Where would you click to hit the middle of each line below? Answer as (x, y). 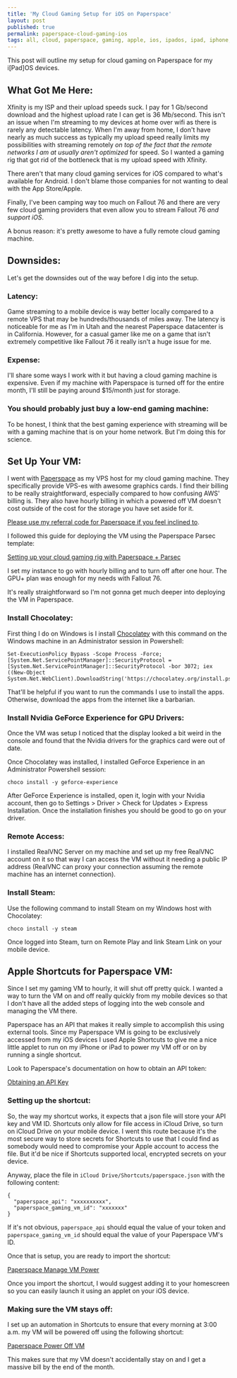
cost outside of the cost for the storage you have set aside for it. (101, 509)
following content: (34, 1182)
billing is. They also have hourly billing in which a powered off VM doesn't (114, 501)
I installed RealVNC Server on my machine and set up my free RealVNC (111, 852)
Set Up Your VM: (44, 462)
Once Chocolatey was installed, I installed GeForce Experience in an (106, 762)
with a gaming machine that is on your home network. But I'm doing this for (116, 432)
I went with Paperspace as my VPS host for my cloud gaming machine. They (118, 478)
